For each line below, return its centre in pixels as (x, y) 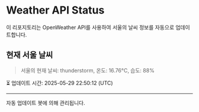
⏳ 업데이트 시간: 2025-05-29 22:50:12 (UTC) (60, 83)
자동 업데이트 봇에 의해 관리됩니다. (46, 103)
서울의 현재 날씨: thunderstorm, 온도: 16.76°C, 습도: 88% (88, 70)
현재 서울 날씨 (30, 55)
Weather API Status (55, 10)
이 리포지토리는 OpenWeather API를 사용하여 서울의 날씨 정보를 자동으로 (90, 27)
